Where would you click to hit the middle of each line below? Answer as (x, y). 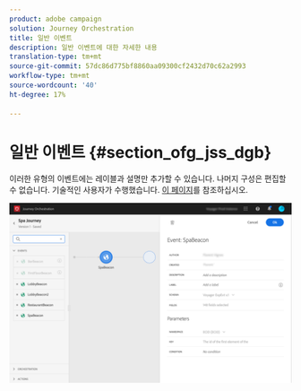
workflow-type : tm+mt (50, 76)
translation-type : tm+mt (56, 57)
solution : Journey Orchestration (72, 28)
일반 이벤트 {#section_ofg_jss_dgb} (140, 152)
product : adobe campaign (56, 19)
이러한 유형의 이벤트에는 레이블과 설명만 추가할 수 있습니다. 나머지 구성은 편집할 (148, 178)
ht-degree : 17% (38, 94)
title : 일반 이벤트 (41, 38)
